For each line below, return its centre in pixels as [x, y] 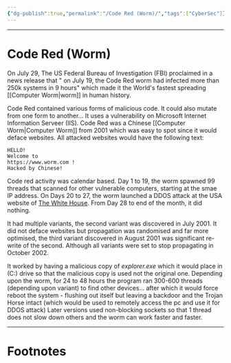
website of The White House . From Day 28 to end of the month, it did [105, 203]
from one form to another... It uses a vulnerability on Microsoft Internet [107, 115]
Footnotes [37, 351]
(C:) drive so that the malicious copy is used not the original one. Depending [115, 273]
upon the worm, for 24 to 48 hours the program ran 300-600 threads [105, 280]
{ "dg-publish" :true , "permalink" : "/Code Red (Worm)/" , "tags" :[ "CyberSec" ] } [117, 13]
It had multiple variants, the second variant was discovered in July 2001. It [112, 223]
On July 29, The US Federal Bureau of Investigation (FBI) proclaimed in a [110, 73]
